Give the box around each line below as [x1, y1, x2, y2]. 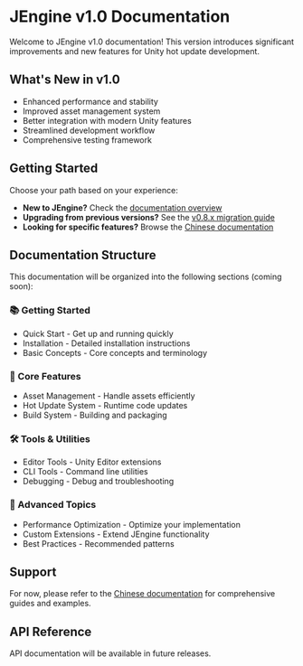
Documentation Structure [9, 247, 156, 263]
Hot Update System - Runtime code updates [22, 399, 188, 410]
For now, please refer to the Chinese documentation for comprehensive [9, 588, 276, 599]
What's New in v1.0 [9, 72, 120, 88]
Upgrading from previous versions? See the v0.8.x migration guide [22, 211, 276, 222]
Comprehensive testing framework [22, 134, 152, 145]
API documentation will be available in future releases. [9, 648, 212, 659]
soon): [9, 281, 33, 292]
